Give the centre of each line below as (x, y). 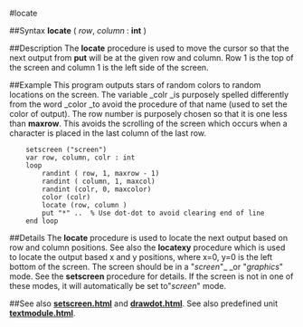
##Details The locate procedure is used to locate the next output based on (148, 238)
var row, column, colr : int (80, 158)
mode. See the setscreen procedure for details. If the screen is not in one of (151, 276)
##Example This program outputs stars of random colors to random (135, 85)
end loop (42, 221)
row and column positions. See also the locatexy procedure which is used (147, 247)
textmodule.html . (43, 313)
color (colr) (66, 197)
